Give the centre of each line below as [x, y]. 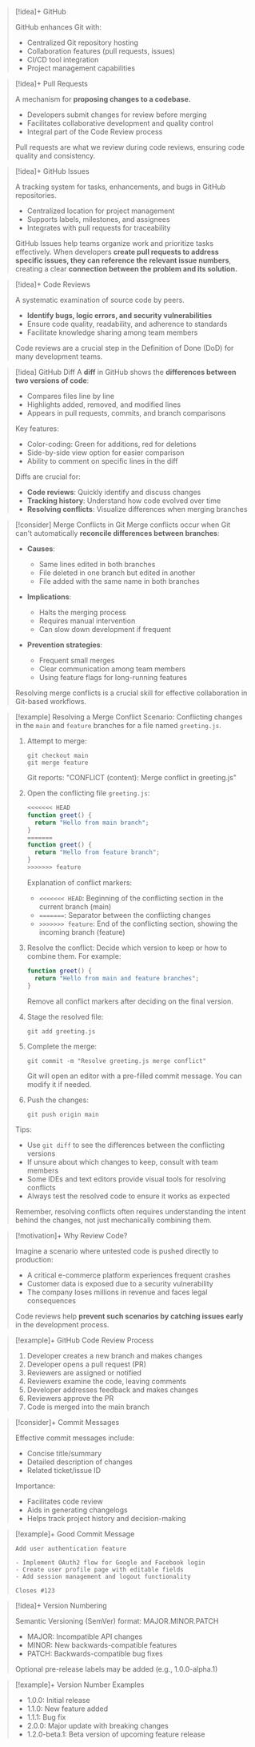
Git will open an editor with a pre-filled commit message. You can [134, 1076]
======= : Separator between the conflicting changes [125, 915]
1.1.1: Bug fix [46, 1717]
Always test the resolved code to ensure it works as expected [128, 1196]
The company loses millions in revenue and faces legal [117, 1292]
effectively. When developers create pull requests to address [117, 252]
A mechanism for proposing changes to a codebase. [103, 99]
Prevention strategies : [65, 645]
